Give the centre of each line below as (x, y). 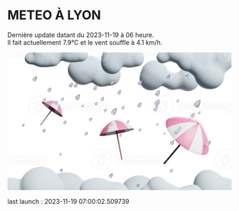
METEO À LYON (54, 15)
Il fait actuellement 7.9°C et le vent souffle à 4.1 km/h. (85, 42)
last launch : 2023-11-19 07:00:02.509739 (68, 202)
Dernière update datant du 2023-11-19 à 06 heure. (81, 35)
